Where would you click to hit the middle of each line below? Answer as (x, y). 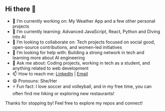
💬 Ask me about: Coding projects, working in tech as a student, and (81, 63)
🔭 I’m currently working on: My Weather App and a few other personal (84, 21)
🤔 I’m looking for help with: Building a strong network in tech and (78, 52)
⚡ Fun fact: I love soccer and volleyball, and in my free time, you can (82, 86)
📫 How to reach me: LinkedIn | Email (50, 74)
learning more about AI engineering (49, 58)
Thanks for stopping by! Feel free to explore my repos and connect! (74, 103)
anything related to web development (50, 68)
